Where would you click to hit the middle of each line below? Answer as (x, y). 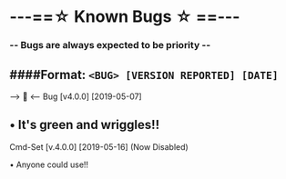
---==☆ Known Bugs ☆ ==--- (125, 17)
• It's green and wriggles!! (85, 125)
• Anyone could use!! (49, 164)
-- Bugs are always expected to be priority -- (110, 45)
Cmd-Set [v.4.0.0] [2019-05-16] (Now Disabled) (99, 146)
